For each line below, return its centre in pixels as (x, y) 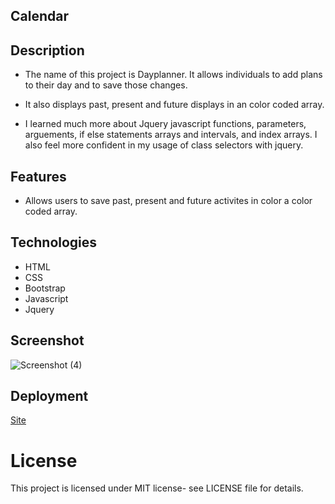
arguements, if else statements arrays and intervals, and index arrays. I (171, 135)
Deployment (49, 396)
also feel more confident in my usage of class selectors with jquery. (164, 145)
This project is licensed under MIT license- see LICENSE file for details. (157, 488)
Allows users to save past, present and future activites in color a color (168, 201)
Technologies (54, 242)
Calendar (39, 16)
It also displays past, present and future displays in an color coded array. (174, 105)
